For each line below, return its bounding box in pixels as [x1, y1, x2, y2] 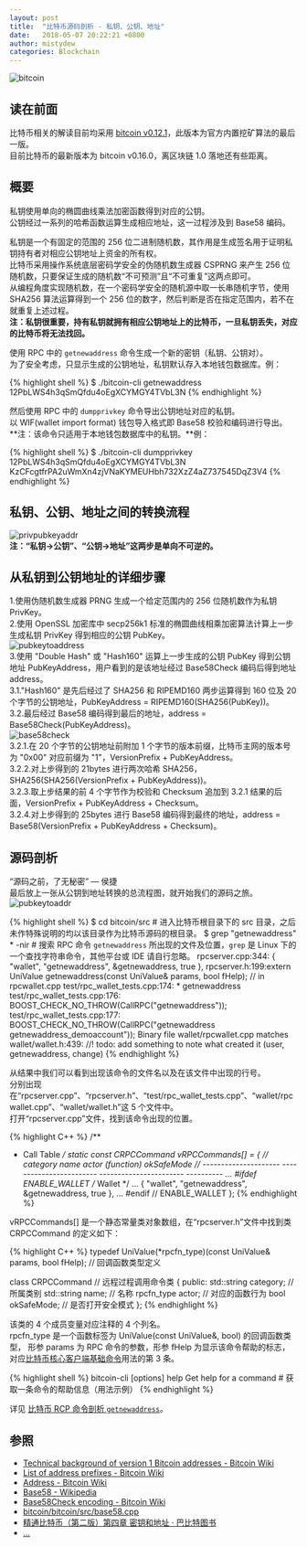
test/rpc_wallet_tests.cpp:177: [9, 1009, 121, 1020]
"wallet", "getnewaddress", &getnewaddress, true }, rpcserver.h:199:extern [9, 961, 291, 972]
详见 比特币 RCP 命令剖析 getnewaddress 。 [9, 1403, 169, 1414]
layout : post [9, 13, 59, 23]
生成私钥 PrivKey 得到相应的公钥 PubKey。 [9, 630, 171, 641]
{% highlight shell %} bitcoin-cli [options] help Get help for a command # [9, 1372, 284, 1383]
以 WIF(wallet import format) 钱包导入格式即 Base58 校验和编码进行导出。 [9, 417, 288, 428]
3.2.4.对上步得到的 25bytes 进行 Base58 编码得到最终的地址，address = [9, 809, 281, 820]
